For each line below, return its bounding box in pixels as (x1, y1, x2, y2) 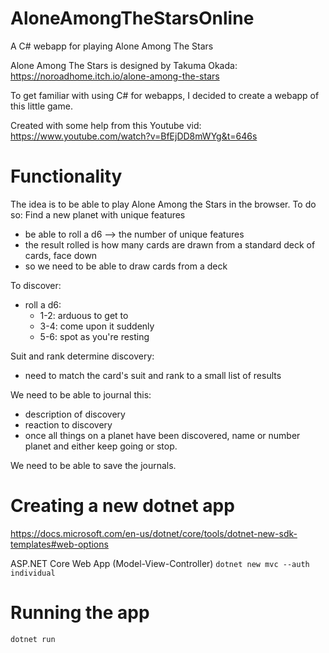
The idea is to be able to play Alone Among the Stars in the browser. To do (10, 198, 317, 210)
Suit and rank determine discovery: (10, 350, 155, 362)
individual (10, 568, 56, 578)
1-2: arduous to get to (39, 309, 129, 321)
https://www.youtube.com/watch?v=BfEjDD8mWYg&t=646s (10, 130, 258, 142)
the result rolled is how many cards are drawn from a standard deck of (24, 238, 316, 251)
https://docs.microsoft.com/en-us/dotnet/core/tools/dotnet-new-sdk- (10, 527, 298, 539)
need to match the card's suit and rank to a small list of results (24, 369, 282, 381)
